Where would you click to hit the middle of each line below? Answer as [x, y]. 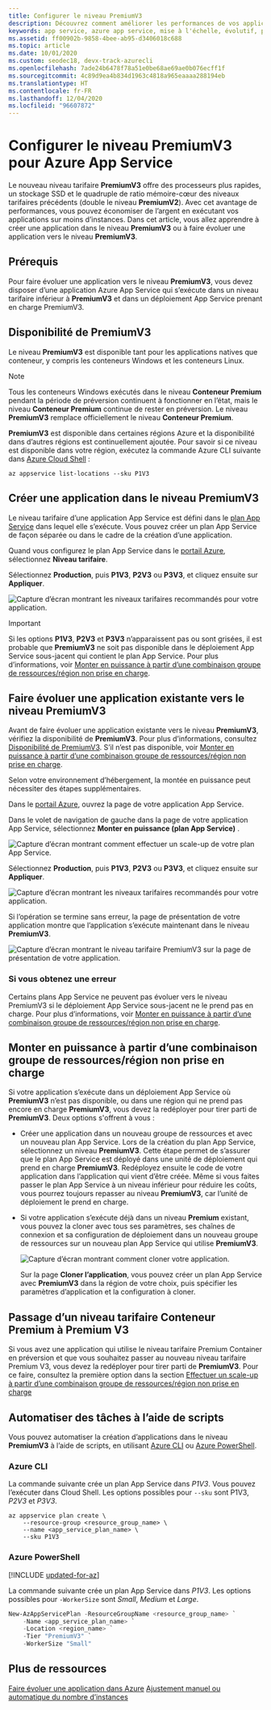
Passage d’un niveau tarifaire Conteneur [112, 1317]
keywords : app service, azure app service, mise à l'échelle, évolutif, [133, 31]
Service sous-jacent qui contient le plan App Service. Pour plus [114, 656]
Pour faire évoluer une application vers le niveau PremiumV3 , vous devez [131, 281]
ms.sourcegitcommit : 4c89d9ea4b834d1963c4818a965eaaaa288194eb [117, 76]
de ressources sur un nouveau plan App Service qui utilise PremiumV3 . [139, 1244]
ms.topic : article [39, 46]
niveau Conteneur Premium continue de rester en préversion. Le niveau [128, 409]
